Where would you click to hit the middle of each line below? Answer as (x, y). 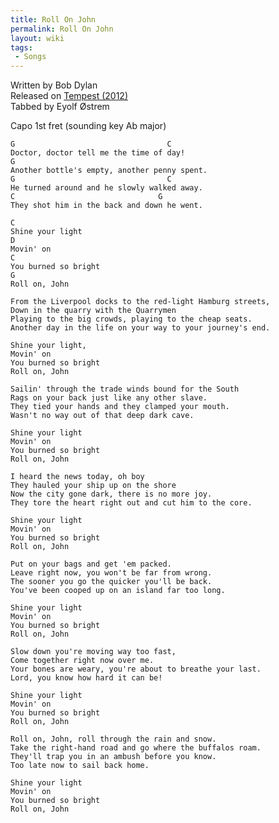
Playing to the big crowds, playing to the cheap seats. (131, 319)
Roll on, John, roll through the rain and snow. (113, 739)
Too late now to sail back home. (80, 766)
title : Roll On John (53, 19)
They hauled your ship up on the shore (93, 486)
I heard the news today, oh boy (77, 477)
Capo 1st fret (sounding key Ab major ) (88, 126)
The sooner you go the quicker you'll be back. (111, 582)
